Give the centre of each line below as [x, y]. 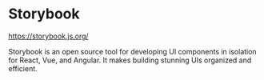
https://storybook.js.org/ [49, 36]
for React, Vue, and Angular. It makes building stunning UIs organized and [130, 60]
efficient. [23, 68]
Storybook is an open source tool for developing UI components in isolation [133, 51]
